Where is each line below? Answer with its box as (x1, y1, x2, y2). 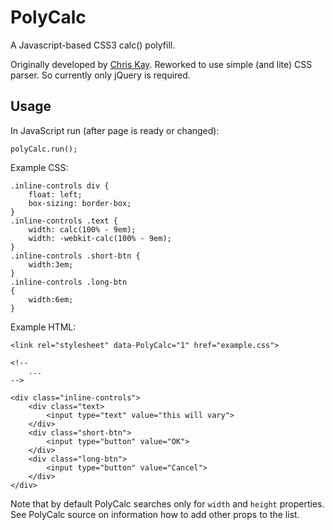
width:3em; (28, 259, 74, 270)
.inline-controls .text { (10, 216, 118, 226)
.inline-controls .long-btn (10, 277, 128, 287)
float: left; (28, 189, 83, 200)
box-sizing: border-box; (28, 198, 132, 208)
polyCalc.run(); (10, 144, 78, 154)
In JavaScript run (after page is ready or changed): (10, 124, 220, 136)
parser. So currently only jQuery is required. (10, 69, 191, 81)
